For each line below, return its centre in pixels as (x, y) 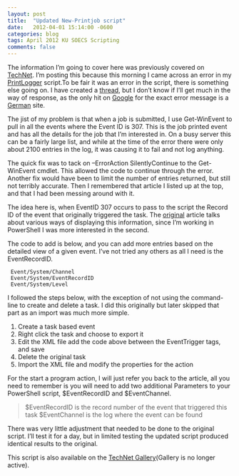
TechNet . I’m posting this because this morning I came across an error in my (119, 75)
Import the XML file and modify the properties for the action (106, 364)
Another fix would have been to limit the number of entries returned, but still (119, 178)
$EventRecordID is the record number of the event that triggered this (126, 407)
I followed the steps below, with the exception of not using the (98, 297)
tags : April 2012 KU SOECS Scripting (63, 41)
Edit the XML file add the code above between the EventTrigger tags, (119, 342)
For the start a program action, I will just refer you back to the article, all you (119, 378)
